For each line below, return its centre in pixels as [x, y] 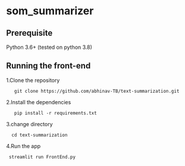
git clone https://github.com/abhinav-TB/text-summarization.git [97, 91]
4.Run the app [23, 146]
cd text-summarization [40, 135]
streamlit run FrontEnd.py [42, 157]
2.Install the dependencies [39, 102]
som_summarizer [50, 11]
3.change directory [29, 124]
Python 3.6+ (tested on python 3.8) [49, 47]
